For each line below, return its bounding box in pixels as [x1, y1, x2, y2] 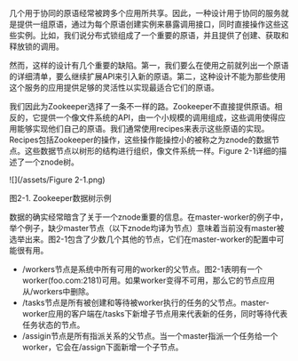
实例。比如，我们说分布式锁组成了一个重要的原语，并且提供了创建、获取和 [16, 30, 289, 40]
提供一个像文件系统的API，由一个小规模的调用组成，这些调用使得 [39, 112, 278, 123]
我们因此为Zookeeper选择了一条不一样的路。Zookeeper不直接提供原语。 [9, 101, 275, 111]
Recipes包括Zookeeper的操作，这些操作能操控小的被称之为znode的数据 [9, 134, 272, 145]
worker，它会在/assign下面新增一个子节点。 [21, 341, 184, 352]
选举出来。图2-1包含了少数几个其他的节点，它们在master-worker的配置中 [9, 234, 277, 245]
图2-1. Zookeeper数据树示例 [9, 193, 112, 203]
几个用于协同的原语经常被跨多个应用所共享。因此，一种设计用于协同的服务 [9, 8, 281, 18]
